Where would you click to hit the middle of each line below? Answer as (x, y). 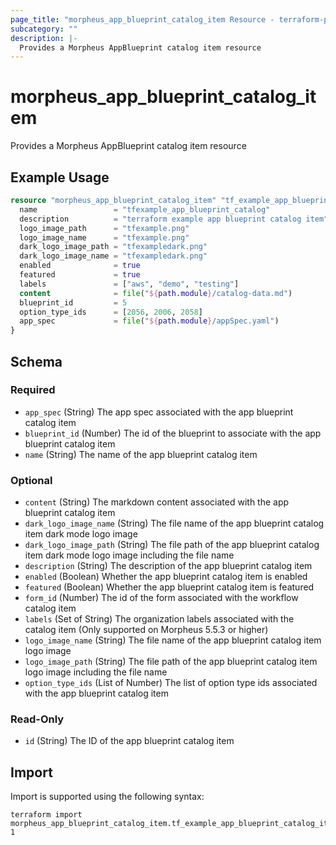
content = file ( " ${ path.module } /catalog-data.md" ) (156, 293)
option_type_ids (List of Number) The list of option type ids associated (171, 683)
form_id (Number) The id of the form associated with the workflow (161, 598)
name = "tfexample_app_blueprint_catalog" (145, 209)
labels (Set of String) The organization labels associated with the (159, 619)
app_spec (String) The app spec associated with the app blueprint (159, 412)
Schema (36, 361)
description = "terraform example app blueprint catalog (160, 219)
